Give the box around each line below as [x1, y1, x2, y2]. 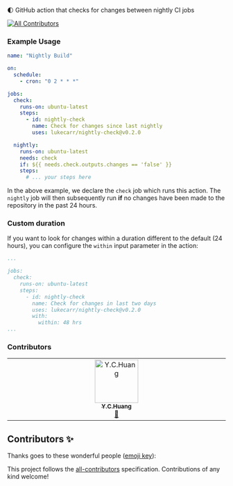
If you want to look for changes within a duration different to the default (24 [7, 234, 223, 242]
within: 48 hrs [37, 319, 82, 326]
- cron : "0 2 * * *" [19, 78, 79, 85]
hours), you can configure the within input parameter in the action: [7, 242, 199, 250]
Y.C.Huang [101, 403, 132, 410]
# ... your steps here [25, 174, 92, 181]
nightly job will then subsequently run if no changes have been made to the [7, 194, 225, 202]
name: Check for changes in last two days [32, 300, 157, 307]
